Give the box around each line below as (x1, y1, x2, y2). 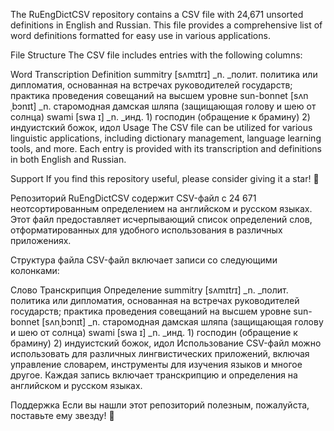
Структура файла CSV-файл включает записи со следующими (10, 254, 278, 266)
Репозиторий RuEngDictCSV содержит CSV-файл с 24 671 (10, 192, 257, 204)
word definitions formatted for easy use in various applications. (10, 30, 271, 41)
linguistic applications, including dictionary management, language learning (10, 132, 322, 144)
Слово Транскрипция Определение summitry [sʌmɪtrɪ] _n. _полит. (10, 284, 289, 296)
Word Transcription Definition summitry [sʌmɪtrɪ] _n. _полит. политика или (10, 69, 318, 80)
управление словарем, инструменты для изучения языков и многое (10, 359, 303, 370)
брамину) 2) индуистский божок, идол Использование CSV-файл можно (10, 337, 322, 349)
